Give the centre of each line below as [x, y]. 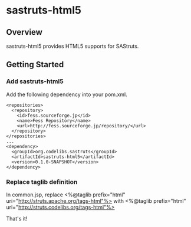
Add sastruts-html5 [35, 81]
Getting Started [35, 65]
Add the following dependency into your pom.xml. [67, 94]
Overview [24, 32]
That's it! [17, 218]
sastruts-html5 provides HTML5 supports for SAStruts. [73, 46]
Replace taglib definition [42, 182]
